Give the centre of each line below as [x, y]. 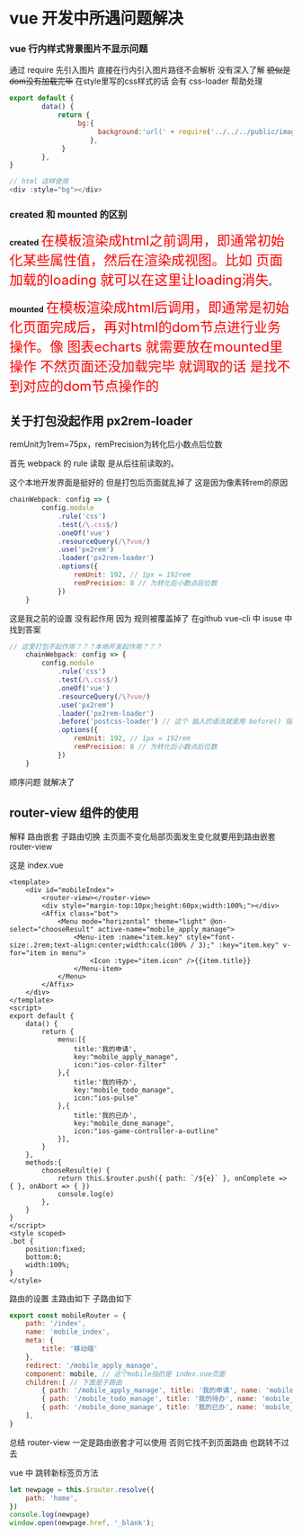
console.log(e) [86, 1194]
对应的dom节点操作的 [91, 387]
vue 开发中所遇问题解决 [97, 18]
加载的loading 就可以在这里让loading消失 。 [143, 280]
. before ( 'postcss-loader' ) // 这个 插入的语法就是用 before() [169, 722]
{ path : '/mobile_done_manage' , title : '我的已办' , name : [150, 1407]
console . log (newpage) [50, 1515]
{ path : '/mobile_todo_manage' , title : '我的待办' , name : [150, 1399]
